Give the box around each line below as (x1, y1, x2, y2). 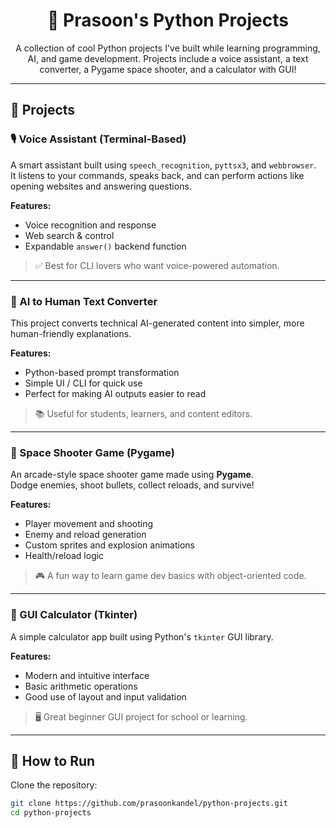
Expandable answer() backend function (24, 240, 187, 252)
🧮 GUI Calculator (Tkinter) (10, 608, 138, 622)
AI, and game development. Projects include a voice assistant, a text (27, 52, 309, 64)
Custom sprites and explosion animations (24, 539, 195, 551)
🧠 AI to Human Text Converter (10, 294, 158, 308)
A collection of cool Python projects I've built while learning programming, (15, 42, 321, 54)
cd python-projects (10, 808, 92, 818)
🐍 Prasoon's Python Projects (47, 9, 289, 32)
